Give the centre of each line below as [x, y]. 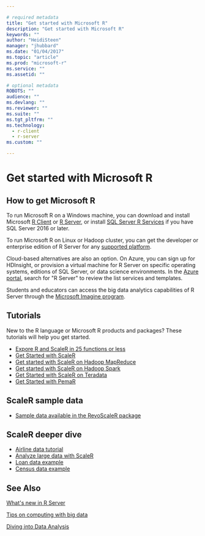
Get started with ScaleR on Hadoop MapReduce [76, 361]
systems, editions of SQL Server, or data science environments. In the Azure [102, 271]
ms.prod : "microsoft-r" [37, 63]
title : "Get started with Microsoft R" [57, 23]
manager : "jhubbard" [33, 46]
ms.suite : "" [23, 114]
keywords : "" [23, 34]
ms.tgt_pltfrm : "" [30, 119]
